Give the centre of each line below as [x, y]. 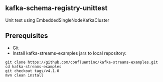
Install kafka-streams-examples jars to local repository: [69, 53]
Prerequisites [27, 36]
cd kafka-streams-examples [33, 67]
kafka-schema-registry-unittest [56, 8]
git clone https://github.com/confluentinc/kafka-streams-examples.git [81, 62]
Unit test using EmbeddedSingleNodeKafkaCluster [57, 20]
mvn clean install [24, 75]
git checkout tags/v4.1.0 [32, 71]
